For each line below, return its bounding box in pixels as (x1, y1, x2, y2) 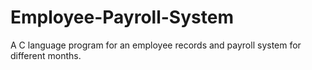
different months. (10, 49, 82, 61)
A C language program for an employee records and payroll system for (10, 39, 302, 51)
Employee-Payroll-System (10, 6, 234, 29)
